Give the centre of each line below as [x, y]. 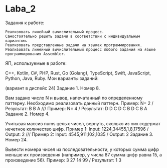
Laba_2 [21, 9]
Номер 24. [17, 139]
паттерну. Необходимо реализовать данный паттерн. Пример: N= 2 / [79, 103]
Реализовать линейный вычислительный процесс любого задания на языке [80, 49]
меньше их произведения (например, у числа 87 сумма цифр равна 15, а [83, 154]
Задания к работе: [25, 23]
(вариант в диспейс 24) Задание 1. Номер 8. [53, 88]
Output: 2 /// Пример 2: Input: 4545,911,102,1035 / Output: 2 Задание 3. [79, 134]
